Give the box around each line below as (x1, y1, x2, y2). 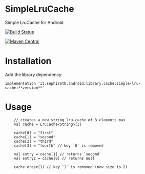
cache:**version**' (5, 85, 45, 90)
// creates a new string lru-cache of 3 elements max (14, 117, 125, 122)
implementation (5, 81, 36, 86)
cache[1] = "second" (14, 135, 56, 139)
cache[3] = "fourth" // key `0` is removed (14, 143, 104, 148)
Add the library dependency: (5, 72, 62, 77)
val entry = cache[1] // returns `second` (14, 152, 102, 156)
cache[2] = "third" (14, 139, 54, 144)
